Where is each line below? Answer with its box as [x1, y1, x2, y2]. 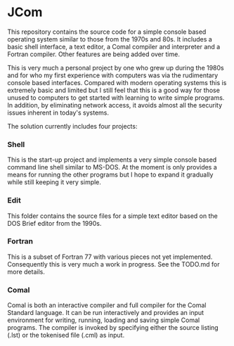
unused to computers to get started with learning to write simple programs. [7, 93, 225, 102]
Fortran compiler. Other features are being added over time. [7, 50, 181, 58]
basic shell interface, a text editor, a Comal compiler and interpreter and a [7, 42, 221, 51]
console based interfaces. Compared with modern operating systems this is [7, 78, 227, 86]
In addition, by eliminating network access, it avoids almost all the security [7, 101, 223, 109]
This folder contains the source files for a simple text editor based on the [7, 212, 218, 220]
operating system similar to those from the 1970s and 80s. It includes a [7, 34, 212, 43]
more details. [7, 267, 46, 276]
